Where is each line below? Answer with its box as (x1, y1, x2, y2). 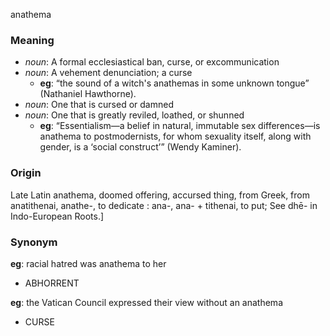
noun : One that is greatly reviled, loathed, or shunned (24, 109, 245, 121)
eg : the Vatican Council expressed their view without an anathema (10, 296, 283, 308)
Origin (10, 166, 42, 180)
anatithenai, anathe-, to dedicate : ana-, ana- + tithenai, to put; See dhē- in (10, 199, 318, 211)
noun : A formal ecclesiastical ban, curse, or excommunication (24, 56, 280, 68)
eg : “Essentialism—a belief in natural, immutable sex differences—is (39, 120, 321, 132)
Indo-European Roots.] (10, 210, 105, 222)
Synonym (10, 235, 58, 249)
